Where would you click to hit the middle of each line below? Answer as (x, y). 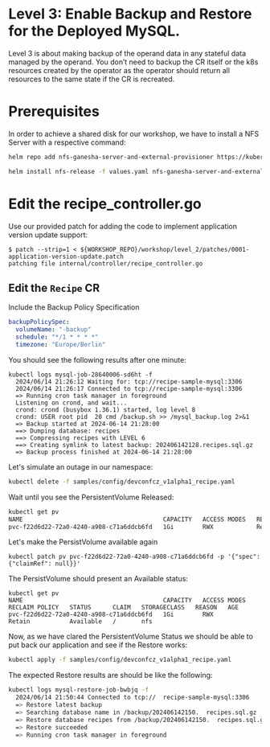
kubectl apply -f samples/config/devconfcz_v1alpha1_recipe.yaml (120, 660)
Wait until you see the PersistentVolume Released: (91, 497)
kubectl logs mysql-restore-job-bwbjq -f (79, 690)
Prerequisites (54, 111)
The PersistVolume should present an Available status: (98, 579)
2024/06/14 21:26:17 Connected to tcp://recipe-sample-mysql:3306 (129, 388)
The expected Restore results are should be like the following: (110, 675)
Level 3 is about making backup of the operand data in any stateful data (127, 53)
